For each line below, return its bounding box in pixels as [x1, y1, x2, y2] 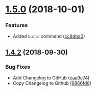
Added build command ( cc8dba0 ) [12, 33, 85, 39]
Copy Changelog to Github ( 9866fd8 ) [12, 80, 92, 86]
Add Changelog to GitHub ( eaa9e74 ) [12, 75, 90, 81]
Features [5, 22, 28, 29]
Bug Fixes [5, 63, 31, 70]
